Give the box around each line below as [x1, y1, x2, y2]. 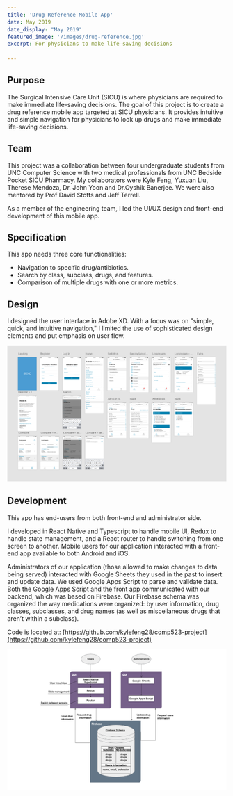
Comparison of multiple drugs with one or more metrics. [17, 278, 179, 286]
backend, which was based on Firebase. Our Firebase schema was [7, 592, 200, 601]
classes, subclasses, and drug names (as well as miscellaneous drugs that [7, 607, 220, 615]
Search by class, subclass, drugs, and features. [17, 271, 154, 279]
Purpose [7, 74, 45, 86]
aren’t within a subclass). [7, 614, 79, 622]
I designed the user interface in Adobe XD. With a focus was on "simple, [7, 317, 214, 325]
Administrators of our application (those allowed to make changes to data [7, 562, 218, 571]
